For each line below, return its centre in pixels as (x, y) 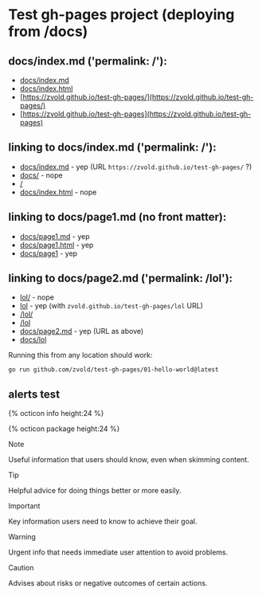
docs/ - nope (41, 175)
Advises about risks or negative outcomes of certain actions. (108, 583)
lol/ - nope (37, 297)
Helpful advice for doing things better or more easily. (95, 491)
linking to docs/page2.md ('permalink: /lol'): (121, 278)
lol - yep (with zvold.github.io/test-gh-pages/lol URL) (111, 306)
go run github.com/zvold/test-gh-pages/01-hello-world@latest (113, 370)
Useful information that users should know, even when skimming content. (129, 460)
